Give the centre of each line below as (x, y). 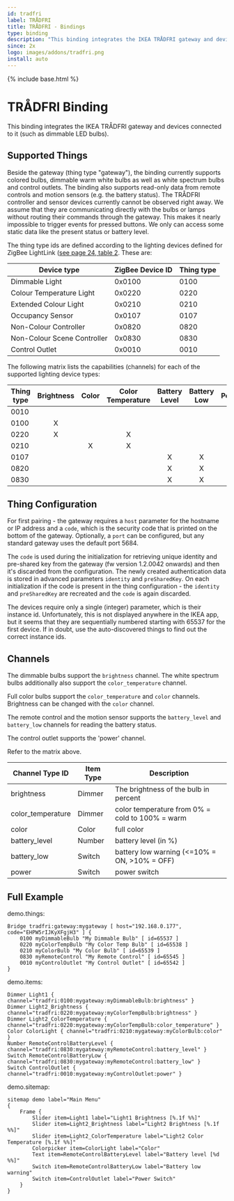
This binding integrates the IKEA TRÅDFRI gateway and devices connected (114, 126)
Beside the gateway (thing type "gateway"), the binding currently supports (114, 172)
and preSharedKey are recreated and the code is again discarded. (99, 594)
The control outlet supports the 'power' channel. (77, 738)
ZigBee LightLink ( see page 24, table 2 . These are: (80, 252)
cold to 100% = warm (150, 818)
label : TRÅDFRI (29, 20)
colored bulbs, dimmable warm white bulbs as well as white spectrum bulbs (116, 180)
